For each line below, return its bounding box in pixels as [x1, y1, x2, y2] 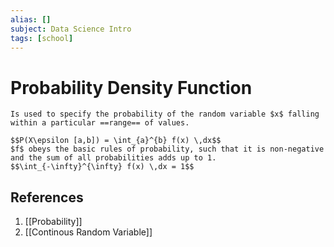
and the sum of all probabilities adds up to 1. [10, 153, 217, 163]
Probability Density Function [10, 76, 253, 99]
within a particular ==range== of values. [10, 118, 190, 128]
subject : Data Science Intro [10, 24, 132, 34]
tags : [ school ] [10, 33, 74, 43]
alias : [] [10, 14, 52, 25]
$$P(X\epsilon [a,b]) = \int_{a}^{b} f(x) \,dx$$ [10, 136, 222, 146]
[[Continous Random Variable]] [24, 226, 153, 238]
